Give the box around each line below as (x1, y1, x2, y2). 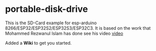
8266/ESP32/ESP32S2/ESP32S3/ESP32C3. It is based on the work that (5, 25, 151, 31)
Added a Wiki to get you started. (5, 40, 72, 46)
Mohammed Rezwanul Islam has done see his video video (5, 30, 123, 36)
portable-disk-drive (5, 3, 88, 15)
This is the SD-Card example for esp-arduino (5, 20, 97, 26)
